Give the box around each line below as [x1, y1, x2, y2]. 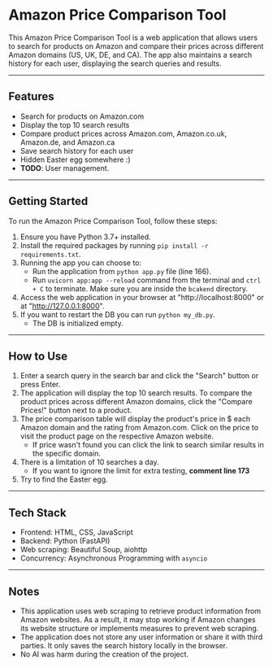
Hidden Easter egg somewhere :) [19, 155, 131, 164]
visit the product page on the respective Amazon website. [19, 431, 214, 441]
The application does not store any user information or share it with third [19, 632, 263, 642]
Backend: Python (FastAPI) [19, 536, 110, 546]
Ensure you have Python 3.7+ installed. [19, 232, 152, 242]
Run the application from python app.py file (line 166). [32, 266, 211, 276]
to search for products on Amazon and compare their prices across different [8, 41, 264, 50]
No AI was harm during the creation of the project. [19, 649, 189, 659]
